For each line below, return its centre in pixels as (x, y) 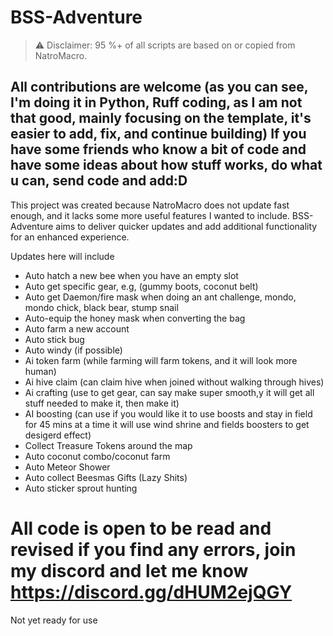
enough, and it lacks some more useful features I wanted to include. (150, 215)
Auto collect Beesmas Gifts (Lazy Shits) (106, 477)
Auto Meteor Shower (67, 467)
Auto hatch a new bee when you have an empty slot (131, 275)
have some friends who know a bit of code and (158, 149)
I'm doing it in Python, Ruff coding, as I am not (156, 102)
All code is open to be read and (141, 528)
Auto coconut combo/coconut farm (97, 456)
